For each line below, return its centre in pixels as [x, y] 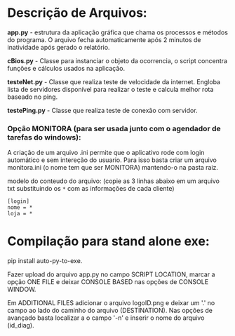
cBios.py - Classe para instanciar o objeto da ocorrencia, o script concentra [117, 60]
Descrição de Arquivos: [77, 13]
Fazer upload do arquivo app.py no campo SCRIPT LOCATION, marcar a [111, 274]
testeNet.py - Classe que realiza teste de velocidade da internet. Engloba [114, 81]
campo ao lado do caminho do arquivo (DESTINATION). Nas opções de [110, 311]
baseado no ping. [33, 97]
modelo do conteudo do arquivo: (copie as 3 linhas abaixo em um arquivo [113, 181]
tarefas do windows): [44, 137]
